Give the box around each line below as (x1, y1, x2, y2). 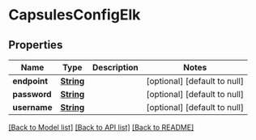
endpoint (12, 75, 49, 87)
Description (92, 62, 139, 73)
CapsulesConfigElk (8, 6, 141, 24)
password (12, 89, 52, 100)
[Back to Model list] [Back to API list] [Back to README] (8, 123, 194, 132)
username (12, 102, 53, 112)
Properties (8, 38, 63, 52)
